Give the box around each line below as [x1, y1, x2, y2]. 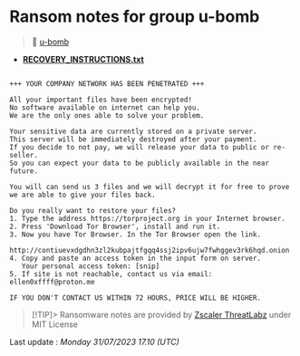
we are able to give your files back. [9, 190, 156, 199]
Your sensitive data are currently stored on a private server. [9, 127, 257, 136]
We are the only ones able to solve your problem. [9, 111, 205, 120]
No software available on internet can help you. [9, 102, 201, 112]
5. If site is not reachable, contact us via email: [9, 269, 213, 278]
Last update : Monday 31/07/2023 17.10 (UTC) [9, 336, 179, 347]
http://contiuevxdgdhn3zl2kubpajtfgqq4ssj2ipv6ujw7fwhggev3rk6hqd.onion [9, 245, 290, 255]
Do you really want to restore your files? [9, 206, 177, 215]
